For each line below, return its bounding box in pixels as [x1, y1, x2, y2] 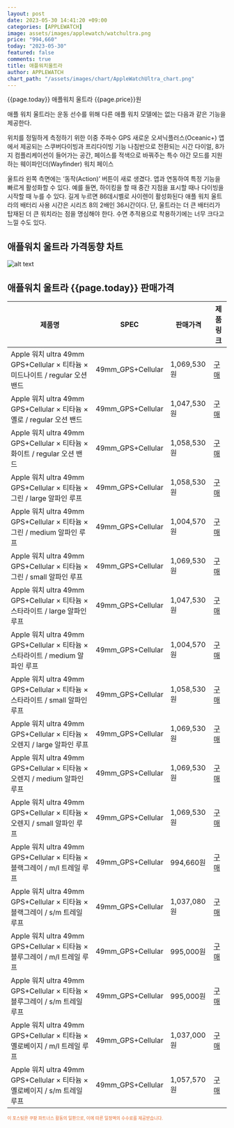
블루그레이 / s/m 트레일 [10, 997, 83, 1006]
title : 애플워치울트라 [7, 62, 63, 69]
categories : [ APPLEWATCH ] [7, 23, 82, 30]
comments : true [7, 56, 52, 63]
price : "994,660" [7, 36, 58, 43]
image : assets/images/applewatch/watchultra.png [7, 29, 151, 37]
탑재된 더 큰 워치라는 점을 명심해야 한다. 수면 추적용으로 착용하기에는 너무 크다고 [7, 210, 225, 218]
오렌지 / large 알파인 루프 [10, 740, 89, 749]
